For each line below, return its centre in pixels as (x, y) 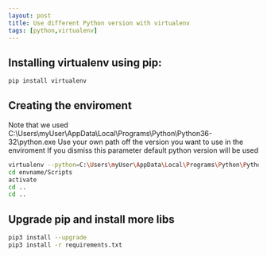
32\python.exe (32, 142)
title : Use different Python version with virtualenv (99, 23)
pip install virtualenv (48, 81)
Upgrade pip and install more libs (91, 219)
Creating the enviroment (70, 105)
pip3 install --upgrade (48, 238)
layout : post (30, 16)
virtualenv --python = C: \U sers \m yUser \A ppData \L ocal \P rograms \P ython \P (128, 165)
